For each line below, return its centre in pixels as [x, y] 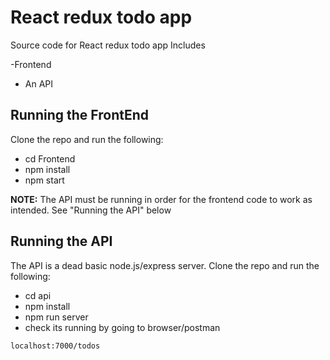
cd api [38, 295]
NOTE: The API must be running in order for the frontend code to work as [161, 199]
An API [39, 83]
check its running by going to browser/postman [122, 327]
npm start [44, 180]
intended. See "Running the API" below [91, 210]
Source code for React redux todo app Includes [108, 45]
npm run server [56, 317]
